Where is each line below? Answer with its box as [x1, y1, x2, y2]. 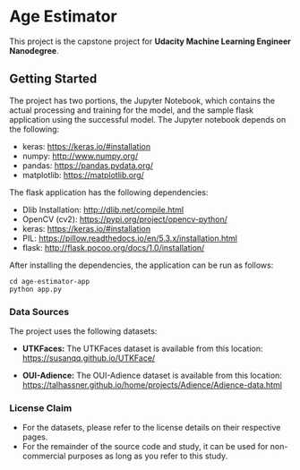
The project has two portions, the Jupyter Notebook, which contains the [9, 95, 276, 106]
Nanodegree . [9, 45, 60, 56]
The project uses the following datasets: [9, 326, 158, 337]
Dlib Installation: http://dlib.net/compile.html [21, 204, 184, 215]
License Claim [9, 401, 73, 414]
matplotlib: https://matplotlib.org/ [21, 169, 145, 180]
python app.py [9, 285, 63, 294]
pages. [21, 432, 48, 442]
